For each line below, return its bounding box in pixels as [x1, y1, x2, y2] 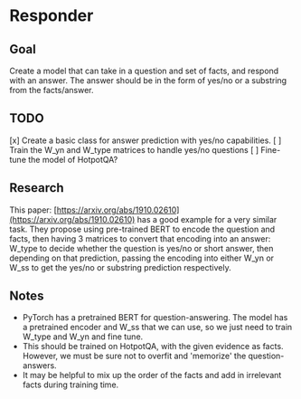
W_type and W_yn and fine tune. [22, 331, 144, 342]
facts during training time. [22, 379, 119, 390]
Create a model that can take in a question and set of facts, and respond [9, 65, 279, 76]
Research [9, 180, 65, 195]
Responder [9, 5, 94, 26]
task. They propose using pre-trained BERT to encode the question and [9, 223, 276, 234]
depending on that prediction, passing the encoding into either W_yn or [9, 252, 274, 263]
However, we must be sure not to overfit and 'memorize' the [22, 350, 247, 362]
